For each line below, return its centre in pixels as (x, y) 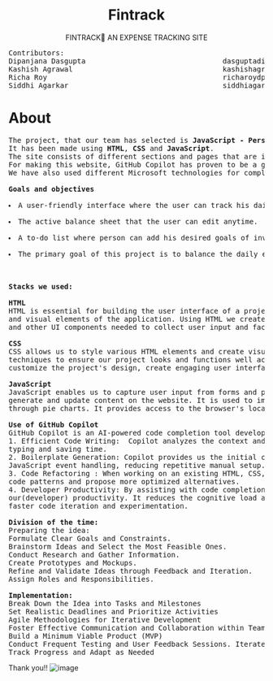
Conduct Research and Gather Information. (94, 555)
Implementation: (41, 595)
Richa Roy (28, 77)
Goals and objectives (52, 189)
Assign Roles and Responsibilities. (81, 579)
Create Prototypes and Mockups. (73, 563)
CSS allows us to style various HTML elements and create (126, 351)
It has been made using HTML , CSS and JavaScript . (111, 148)
